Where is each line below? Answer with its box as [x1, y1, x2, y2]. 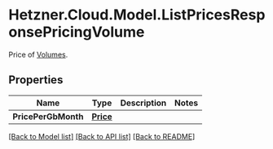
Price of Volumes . [8, 49, 68, 59]
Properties [8, 73, 64, 87]
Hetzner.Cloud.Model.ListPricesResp [8, 6, 266, 24]
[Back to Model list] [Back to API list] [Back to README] [8, 131, 196, 141]
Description [120, 97, 167, 109]
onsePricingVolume [8, 23, 145, 41]
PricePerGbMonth [12, 111, 84, 122]
